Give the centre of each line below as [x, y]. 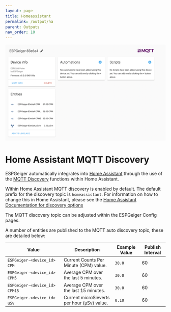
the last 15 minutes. [84, 290]
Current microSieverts [87, 297]
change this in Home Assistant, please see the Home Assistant [71, 200]
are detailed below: [25, 236]
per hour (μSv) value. [86, 303]
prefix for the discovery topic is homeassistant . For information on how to [82, 194]
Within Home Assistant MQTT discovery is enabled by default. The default [83, 189]
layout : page [19, 11]
